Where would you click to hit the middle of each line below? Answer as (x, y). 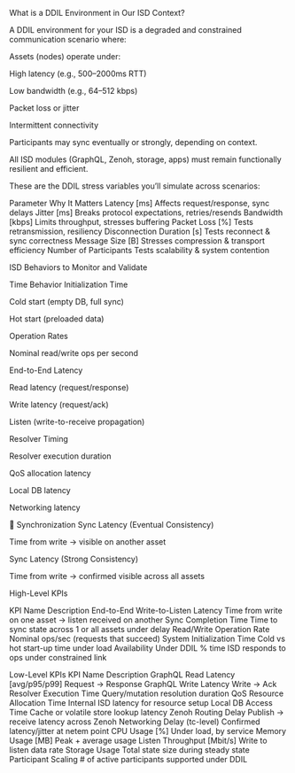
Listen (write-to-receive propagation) (77, 421)
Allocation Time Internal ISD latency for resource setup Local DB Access (141, 703)
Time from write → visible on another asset (88, 542)
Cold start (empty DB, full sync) (66, 301)
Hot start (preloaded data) (57, 319)
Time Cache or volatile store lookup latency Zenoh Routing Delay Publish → (147, 712)
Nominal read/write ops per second (74, 353)
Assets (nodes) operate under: (65, 56)
